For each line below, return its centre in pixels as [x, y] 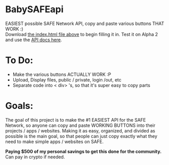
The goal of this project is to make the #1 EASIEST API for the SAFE [76, 120]
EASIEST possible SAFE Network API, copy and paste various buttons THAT [85, 23]
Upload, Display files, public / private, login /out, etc [67, 79]
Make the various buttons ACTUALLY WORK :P [62, 74]
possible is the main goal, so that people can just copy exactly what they [81, 136]
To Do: [19, 60]
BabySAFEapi [34, 9]
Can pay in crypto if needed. [35, 157]
